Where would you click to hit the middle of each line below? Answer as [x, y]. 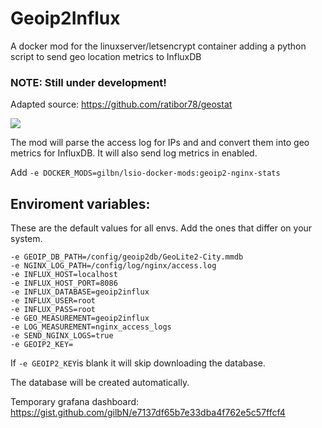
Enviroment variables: [80, 203]
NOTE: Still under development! [88, 82]
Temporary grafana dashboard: [75, 402]
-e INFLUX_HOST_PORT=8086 [64, 283]
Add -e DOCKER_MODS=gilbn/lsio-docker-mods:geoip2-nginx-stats [145, 173]
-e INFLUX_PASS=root [53, 310]
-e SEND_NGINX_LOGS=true [62, 336]
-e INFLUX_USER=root [53, 301]
